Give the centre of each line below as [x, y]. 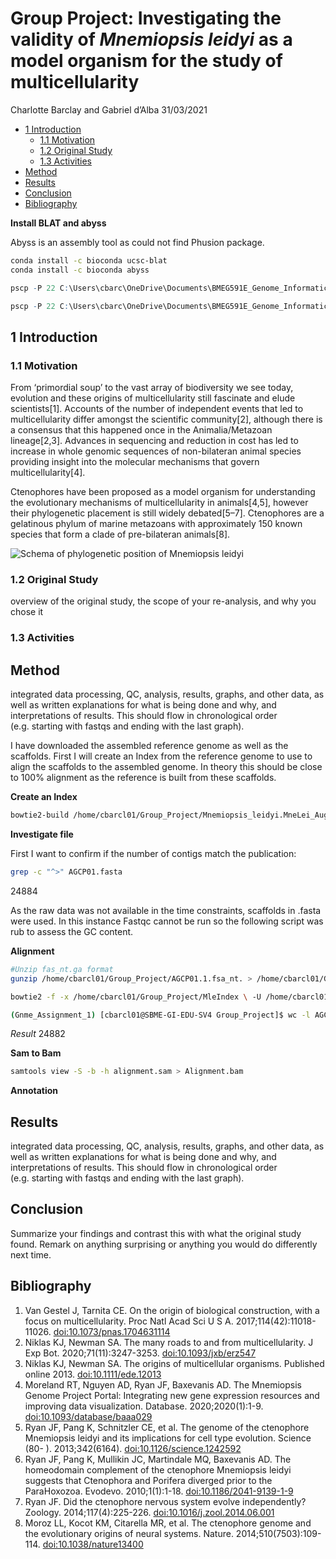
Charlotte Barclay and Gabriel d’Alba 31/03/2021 [109, 109]
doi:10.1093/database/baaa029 [88, 1416]
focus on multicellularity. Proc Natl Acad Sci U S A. [129, 1321]
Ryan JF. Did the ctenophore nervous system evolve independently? [165, 1501]
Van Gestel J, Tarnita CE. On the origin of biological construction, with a [172, 1310]
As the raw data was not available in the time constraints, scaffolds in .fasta [166, 910]
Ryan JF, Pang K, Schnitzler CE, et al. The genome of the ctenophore [167, 1427]
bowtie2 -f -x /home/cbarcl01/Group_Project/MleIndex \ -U [136, 997]
